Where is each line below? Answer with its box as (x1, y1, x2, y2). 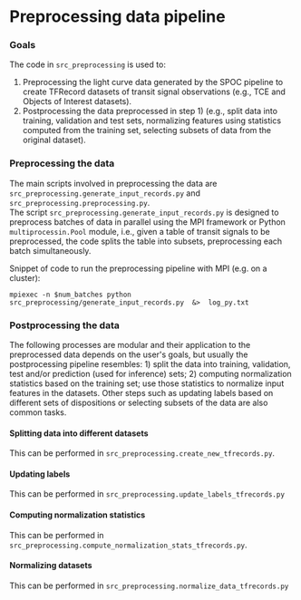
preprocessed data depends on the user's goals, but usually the (9, 349, 248, 360)
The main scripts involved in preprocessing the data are (9, 178, 218, 189)
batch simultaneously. (9, 245, 92, 256)
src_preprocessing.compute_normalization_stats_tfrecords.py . (9, 539, 248, 550)
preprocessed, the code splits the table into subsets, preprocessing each (9, 236, 283, 247)
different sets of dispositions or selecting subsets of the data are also (9, 397, 268, 409)
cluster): (9, 272, 41, 283)
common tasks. (9, 407, 67, 418)
